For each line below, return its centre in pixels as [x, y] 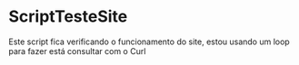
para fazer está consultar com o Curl [77, 51]
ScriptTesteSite [68, 17]
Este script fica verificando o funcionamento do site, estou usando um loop [149, 42]
